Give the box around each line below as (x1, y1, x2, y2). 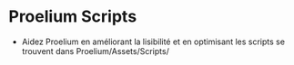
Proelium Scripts (8, 6, 137, 27)
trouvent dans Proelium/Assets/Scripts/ (21, 45, 169, 56)
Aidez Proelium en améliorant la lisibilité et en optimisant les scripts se (21, 36, 286, 47)
